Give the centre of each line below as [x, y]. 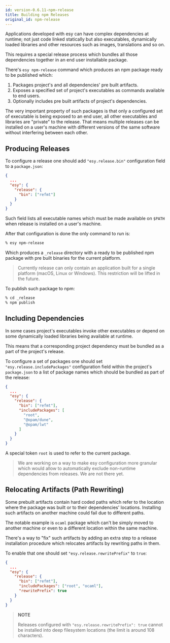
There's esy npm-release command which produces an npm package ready [84, 70]
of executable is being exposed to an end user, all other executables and [81, 116]
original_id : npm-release [32, 19]
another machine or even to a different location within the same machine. [82, 528]
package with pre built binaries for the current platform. [63, 258]
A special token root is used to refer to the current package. [68, 453]
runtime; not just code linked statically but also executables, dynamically [81, 39]
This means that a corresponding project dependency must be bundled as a [84, 346]
